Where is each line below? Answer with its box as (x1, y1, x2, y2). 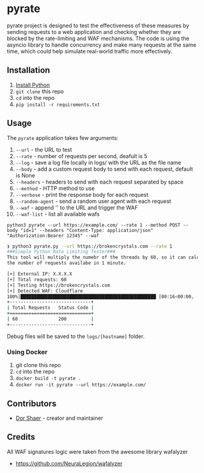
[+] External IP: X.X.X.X (7, 271, 72, 277)
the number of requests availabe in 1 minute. (7, 260, 127, 266)
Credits (7, 432, 36, 442)
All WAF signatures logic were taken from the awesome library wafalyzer (7, 448, 188, 455)
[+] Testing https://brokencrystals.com (7, 282, 111, 288)
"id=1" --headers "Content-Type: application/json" (20, 227, 154, 233)
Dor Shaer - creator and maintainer (15, 414, 104, 422)
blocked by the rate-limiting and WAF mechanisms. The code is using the (7, 35, 189, 42)
